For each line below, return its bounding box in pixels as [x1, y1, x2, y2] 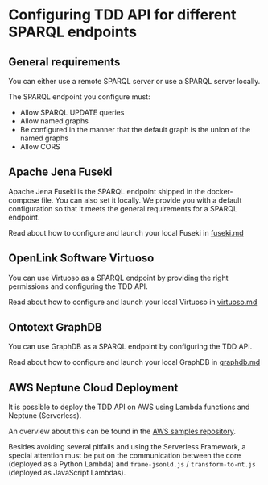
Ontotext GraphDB [8, 320, 102, 334]
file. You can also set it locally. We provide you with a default [41, 195, 242, 205]
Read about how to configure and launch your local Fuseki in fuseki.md [8, 228, 244, 237]
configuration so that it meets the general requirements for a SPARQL [8, 203, 238, 213]
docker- [206, 186, 233, 196]
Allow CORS [19, 142, 60, 151]
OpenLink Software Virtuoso [8, 252, 155, 265]
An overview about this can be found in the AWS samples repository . [8, 426, 236, 437]
